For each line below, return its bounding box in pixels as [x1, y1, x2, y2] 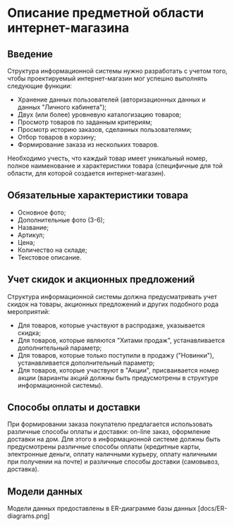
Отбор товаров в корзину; [17, 133, 97, 141]
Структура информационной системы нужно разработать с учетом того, [7, 67, 228, 75]
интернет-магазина [7, 20, 130, 36]
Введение [7, 48, 54, 60]
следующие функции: [7, 82, 73, 90]
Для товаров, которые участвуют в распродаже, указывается [17, 321, 205, 329]
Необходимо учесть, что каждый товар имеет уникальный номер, [7, 154, 208, 162]
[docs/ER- [197, 504, 228, 513]
